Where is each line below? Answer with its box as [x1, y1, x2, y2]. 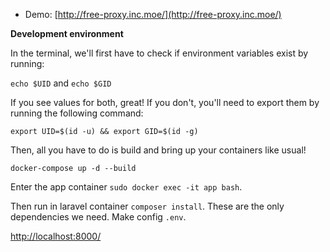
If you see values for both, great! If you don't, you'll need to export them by [10, 97, 320, 108]
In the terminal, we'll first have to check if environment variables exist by [10, 47, 309, 59]
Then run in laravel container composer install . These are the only [10, 200, 285, 212]
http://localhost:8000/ [10, 230, 102, 242]
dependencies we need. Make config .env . [10, 211, 187, 223]
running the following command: [10, 107, 144, 119]
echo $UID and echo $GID [10, 77, 112, 89]
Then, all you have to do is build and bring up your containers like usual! [10, 144, 307, 156]
